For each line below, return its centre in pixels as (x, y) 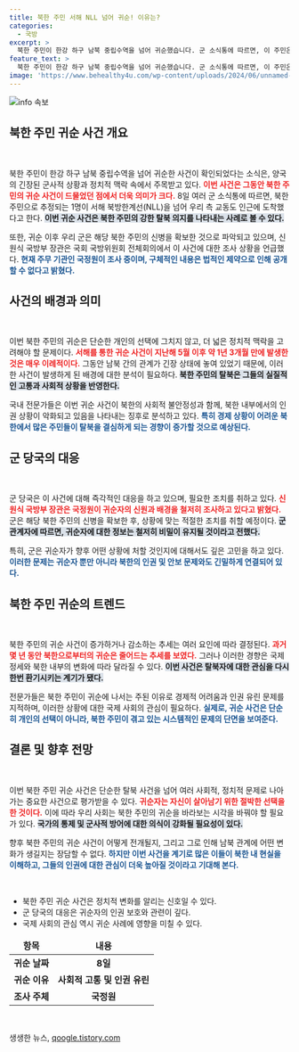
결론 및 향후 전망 (51, 750)
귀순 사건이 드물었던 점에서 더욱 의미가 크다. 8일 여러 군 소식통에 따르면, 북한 (157, 195)
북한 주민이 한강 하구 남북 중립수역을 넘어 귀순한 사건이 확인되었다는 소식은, (140, 173)
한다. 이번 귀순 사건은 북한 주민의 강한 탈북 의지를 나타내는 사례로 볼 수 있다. (155, 218)
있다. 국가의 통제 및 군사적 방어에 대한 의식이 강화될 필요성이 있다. (130, 823)
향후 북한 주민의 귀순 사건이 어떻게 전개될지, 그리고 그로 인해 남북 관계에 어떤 (142, 842)
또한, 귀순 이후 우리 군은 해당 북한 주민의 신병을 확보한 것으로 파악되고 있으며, (143, 236)
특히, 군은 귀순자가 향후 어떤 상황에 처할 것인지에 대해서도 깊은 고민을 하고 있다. (147, 551)
